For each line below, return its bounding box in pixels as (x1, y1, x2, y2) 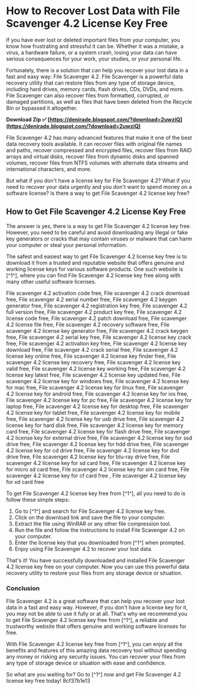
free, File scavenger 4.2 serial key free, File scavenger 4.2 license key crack (6, 333, 191, 341)
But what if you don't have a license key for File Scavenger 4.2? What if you (6, 176, 190, 184)
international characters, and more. (6, 165, 92, 172)
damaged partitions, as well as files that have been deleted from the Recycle (6, 98, 192, 105)
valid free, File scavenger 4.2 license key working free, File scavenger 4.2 (6, 365, 186, 372)
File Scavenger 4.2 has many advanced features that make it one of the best (6, 134, 192, 141)
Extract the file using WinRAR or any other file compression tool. (14, 520, 171, 527)
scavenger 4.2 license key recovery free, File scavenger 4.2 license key (6, 358, 181, 365)
